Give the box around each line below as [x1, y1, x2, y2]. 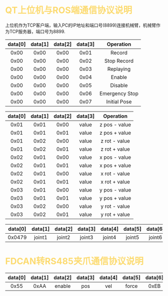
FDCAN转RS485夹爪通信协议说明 [5, 256, 144, 267]
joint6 [148, 234, 162, 241]
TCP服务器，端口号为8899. [9, 28, 66, 34]
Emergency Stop [99, 90, 138, 97]
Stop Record [104, 57, 134, 64]
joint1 [34, 234, 47, 241]
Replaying [107, 65, 131, 72]
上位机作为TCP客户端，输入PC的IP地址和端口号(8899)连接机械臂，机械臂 [5, 22, 156, 28]
